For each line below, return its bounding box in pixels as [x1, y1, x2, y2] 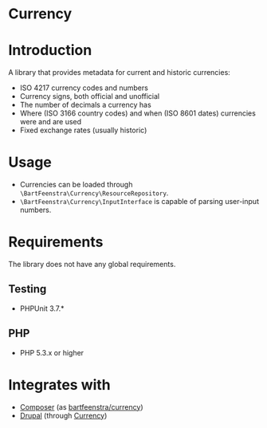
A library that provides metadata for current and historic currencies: [8, 68, 231, 77]
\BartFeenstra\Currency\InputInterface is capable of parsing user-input [19, 197, 259, 206]
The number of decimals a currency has [19, 100, 151, 110]
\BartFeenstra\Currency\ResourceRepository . [19, 188, 169, 198]
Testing [8, 282, 47, 296]
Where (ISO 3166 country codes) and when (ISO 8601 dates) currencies [19, 108, 257, 118]
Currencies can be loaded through [19, 180, 133, 190]
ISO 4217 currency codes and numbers [19, 83, 149, 92]
